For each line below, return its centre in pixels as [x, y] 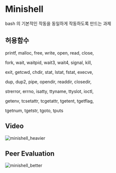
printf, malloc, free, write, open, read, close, [50, 53]
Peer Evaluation [30, 153]
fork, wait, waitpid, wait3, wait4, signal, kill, [49, 62]
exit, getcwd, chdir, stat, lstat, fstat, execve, [49, 72]
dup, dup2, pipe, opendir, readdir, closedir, [48, 82]
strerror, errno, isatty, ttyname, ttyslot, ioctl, [49, 91]
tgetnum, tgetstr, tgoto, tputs [34, 111]
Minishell [24, 9]
